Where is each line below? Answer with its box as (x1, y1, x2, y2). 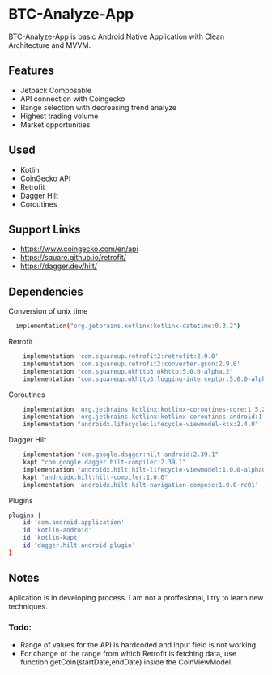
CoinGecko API (19, 173, 71, 183)
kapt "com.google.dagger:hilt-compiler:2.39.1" (23, 459, 186, 467)
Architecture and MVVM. (8, 40, 91, 49)
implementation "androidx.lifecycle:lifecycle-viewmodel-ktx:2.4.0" (23, 421, 259, 429)
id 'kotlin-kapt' (23, 534, 82, 542)
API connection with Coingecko (19, 94, 125, 104)
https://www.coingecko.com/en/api (19, 244, 139, 254)
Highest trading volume (19, 111, 99, 121)
